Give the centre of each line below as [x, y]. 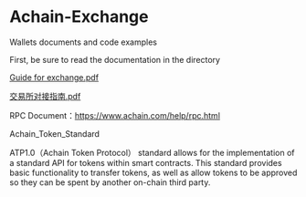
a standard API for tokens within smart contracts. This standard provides [146, 162]
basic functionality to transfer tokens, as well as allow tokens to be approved [153, 172]
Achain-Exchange [79, 17]
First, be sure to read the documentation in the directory [115, 59]
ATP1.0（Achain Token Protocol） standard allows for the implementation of [152, 152]
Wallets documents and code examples [84, 42]
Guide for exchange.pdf [54, 77]
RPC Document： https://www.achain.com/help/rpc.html [115, 115]
